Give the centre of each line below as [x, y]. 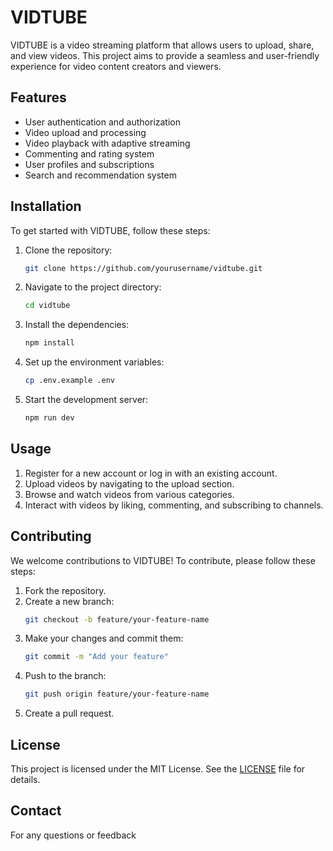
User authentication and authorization [103, 122]
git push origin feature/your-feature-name [117, 694]
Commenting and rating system [89, 153]
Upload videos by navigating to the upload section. [129, 483]
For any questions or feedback [73, 835]
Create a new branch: [69, 601]
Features [38, 97]
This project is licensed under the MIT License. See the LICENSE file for [158, 769]
